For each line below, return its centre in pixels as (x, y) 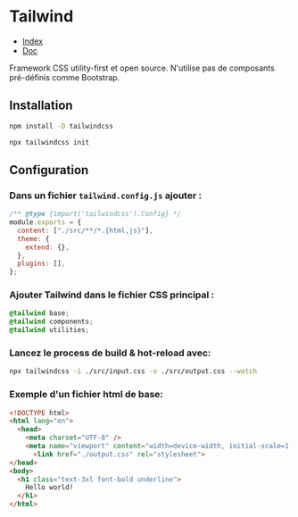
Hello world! (50, 488)
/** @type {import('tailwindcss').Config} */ (95, 214)
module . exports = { (46, 222)
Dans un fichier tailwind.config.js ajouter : (106, 196)
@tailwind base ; (39, 313)
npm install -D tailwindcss (62, 126)
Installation (41, 106)
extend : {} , (47, 247)
